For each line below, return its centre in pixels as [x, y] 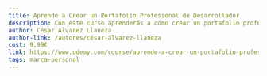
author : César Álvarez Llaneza [60, 30]
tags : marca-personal [44, 60]
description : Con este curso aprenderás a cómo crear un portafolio [124, 23]
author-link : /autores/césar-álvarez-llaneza [85, 38]
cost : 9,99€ [28, 45]
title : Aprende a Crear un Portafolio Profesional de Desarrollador [124, 15]
